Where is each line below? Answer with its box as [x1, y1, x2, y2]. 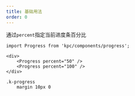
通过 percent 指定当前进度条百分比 [6, 31, 87, 38]
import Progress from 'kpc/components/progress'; [6, 42, 130, 49]
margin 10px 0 [16, 84, 51, 90]
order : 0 [6, 14, 28, 20]
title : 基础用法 [6, 8, 42, 15]
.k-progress [6, 79, 35, 85]
